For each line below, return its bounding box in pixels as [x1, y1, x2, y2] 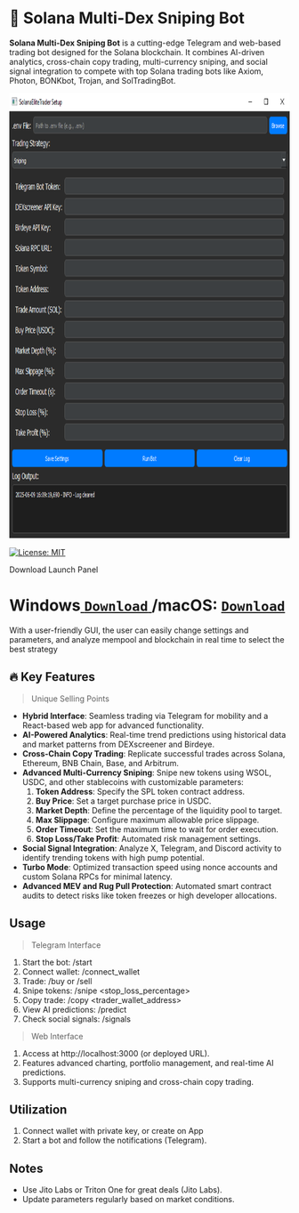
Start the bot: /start [21, 957, 93, 967]
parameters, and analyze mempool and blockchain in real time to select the [9, 634, 285, 644]
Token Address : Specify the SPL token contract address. [35, 786, 246, 797]
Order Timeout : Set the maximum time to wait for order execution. [35, 823, 279, 835]
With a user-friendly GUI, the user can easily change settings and [9, 625, 249, 635]
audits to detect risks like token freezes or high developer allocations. [21, 890, 278, 901]
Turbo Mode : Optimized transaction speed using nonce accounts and [21, 861, 279, 872]
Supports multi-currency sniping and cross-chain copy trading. [21, 1076, 255, 1087]
